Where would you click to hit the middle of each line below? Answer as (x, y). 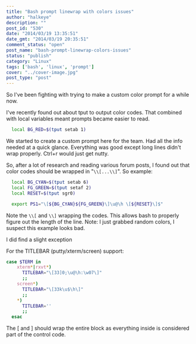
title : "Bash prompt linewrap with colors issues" (70, 12)
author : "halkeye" (29, 17)
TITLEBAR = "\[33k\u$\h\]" (53, 289)
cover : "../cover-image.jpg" (42, 72)
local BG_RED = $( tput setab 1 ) (49, 130)
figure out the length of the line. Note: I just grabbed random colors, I (91, 222)
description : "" (26, 23)
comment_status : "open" (36, 45)
